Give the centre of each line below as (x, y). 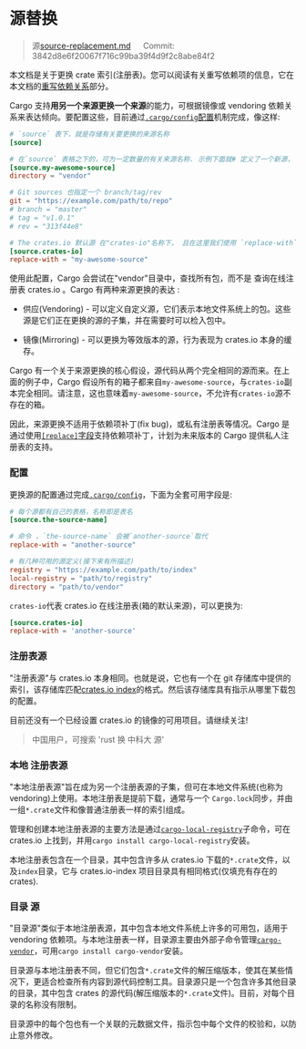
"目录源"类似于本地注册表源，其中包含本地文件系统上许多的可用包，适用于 (149, 928)
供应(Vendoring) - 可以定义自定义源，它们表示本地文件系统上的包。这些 (157, 309)
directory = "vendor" (51, 176)
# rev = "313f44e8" (46, 226)
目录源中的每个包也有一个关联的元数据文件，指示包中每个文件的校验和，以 (149, 1024)
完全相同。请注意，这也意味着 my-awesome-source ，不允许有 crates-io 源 (150, 394)
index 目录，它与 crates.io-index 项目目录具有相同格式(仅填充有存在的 (148, 870)
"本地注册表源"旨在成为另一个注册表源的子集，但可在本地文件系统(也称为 (147, 787)
